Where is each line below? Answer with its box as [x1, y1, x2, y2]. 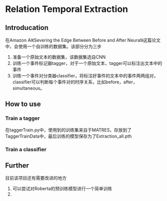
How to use [5, 100, 41, 108]
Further [5, 161, 29, 170]
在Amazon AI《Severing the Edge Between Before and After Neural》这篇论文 [5, 37, 161, 43]
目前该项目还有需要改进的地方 [5, 175, 66, 181]
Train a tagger [5, 115, 40, 122]
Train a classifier [5, 146, 46, 153]
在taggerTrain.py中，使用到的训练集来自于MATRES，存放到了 [5, 127, 132, 133]
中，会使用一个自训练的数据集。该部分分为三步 [5, 43, 101, 49]
